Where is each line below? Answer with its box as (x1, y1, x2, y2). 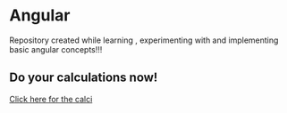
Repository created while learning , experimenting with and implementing (9, 35, 279, 45)
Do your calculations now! (9, 70, 158, 85)
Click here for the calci (9, 93, 93, 104)
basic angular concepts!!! (9, 44, 103, 54)
